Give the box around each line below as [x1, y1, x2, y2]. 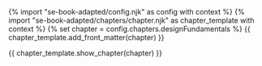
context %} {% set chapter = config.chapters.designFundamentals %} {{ [8, 24, 251, 34]
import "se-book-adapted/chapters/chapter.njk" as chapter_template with [8, 15, 255, 25]
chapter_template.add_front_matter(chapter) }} [8, 33, 165, 42]
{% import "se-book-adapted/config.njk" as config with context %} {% [8, 7, 245, 16]
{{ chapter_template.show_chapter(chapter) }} [8, 48, 162, 58]
